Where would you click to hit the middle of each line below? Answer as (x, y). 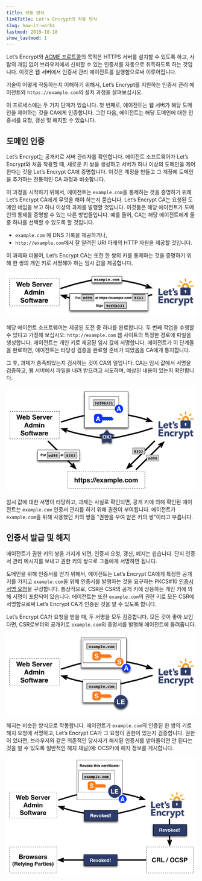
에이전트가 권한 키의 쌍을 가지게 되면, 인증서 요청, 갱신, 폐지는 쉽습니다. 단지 (95, 553)
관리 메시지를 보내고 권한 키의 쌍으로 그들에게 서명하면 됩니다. (85, 561)
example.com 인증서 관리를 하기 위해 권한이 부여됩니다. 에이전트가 (99, 509)
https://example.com (53, 93)
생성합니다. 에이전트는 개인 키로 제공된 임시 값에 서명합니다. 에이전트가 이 (92, 342)
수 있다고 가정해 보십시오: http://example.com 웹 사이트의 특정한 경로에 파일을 (99, 335)
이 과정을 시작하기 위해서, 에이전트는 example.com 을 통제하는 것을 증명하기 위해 (99, 192)
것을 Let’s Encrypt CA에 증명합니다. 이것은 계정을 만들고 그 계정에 (100, 171)
